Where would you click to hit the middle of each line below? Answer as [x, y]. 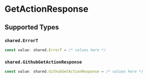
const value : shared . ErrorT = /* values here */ [55, 50]
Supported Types [32, 27]
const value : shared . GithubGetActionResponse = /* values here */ [74, 72]
